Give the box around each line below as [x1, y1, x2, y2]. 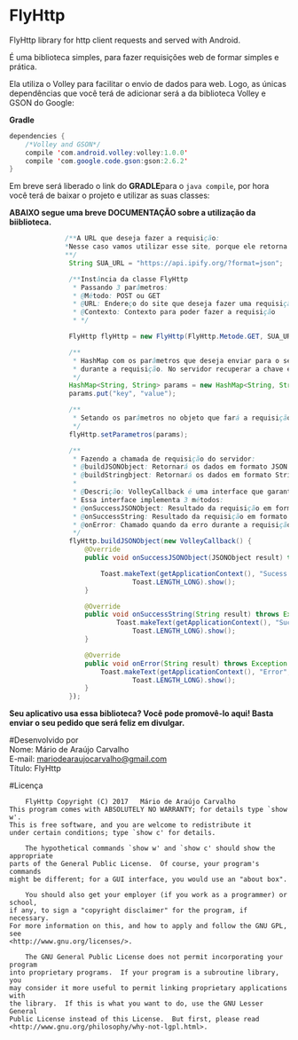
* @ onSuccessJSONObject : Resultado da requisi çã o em [72, 503, 272, 513]
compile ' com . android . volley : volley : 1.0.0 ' [25, 148, 189, 157]
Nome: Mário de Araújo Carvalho [9, 745, 129, 755]
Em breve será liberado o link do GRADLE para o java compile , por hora [9, 181, 270, 192]
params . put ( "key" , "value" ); [68, 390, 176, 398]
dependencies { [9, 131, 66, 140]
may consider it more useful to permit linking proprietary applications [9, 984, 288, 993]
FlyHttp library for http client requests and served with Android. [9, 35, 241, 45]
